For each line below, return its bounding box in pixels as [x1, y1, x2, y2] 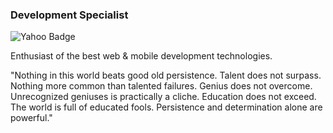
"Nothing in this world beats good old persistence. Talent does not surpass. [10, 69, 322, 82]
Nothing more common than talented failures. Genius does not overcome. [10, 80, 313, 92]
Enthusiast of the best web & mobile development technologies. [10, 50, 273, 62]
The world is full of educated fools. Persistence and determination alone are [10, 101, 323, 113]
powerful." [10, 112, 53, 124]
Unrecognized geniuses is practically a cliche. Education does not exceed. [10, 91, 317, 103]
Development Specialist [10, 8, 129, 22]
